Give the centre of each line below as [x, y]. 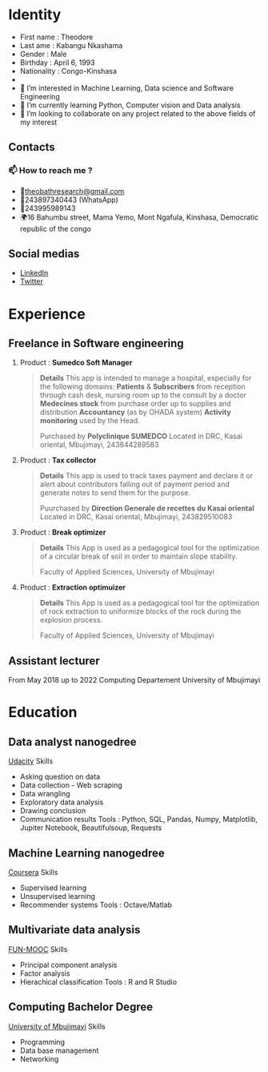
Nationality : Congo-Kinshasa [68, 71]
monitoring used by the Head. [90, 421]
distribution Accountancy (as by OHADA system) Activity [136, 412]
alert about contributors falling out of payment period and [135, 484]
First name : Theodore [56, 37]
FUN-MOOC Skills [38, 949]
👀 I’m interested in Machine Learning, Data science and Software [127, 88]
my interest [38, 122]
